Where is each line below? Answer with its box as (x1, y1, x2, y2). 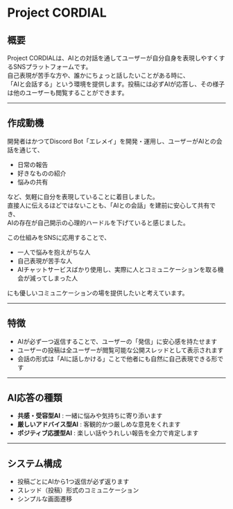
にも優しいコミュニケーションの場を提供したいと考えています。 (7, 288, 189, 297)
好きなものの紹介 (17, 169, 67, 178)
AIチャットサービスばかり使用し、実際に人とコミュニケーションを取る (17, 265, 218, 273)
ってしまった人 (35, 274, 78, 282)
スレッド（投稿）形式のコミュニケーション (17, 486, 139, 494)
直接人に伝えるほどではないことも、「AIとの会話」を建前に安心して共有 (7, 201, 210, 209)
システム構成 (7, 458, 62, 469)
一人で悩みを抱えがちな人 (17, 248, 91, 256)
